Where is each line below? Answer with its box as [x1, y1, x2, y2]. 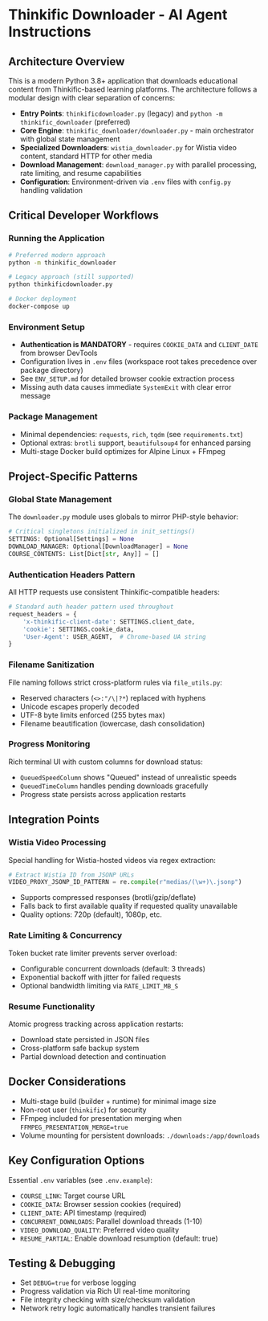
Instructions [8, 22, 91, 41]
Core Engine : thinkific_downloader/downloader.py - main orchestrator [19, 126, 254, 135]
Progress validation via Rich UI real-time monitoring [19, 1286, 191, 1296]
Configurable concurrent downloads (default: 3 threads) [19, 963, 206, 973]
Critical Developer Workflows [8, 209, 159, 223]
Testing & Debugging [8, 1256, 116, 1270]
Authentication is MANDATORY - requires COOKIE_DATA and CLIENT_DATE [19, 340, 258, 350]
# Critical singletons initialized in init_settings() [8, 528, 196, 536]
